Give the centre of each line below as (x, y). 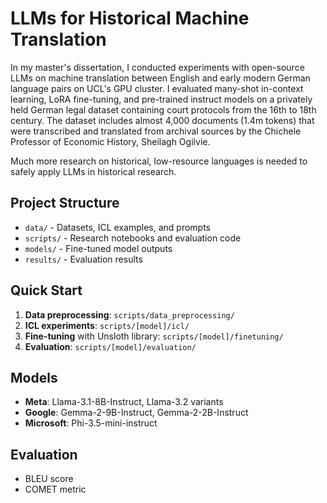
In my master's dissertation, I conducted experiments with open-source (157, 67)
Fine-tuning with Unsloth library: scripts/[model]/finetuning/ (154, 336)
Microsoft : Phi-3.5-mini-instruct (91, 423)
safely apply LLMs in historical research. (93, 171)
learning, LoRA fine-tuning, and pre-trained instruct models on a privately (161, 99)
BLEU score (49, 479)
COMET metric (55, 489)
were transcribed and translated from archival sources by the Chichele (156, 131)
